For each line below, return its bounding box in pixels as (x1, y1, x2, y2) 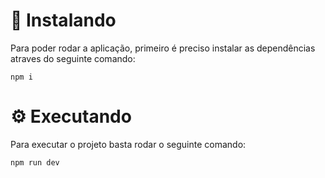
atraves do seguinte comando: (10, 52, 136, 64)
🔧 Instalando (10, 9, 117, 32)
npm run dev (10, 157, 60, 168)
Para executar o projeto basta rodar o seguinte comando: (10, 138, 247, 150)
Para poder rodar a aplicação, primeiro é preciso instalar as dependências (10, 42, 316, 54)
